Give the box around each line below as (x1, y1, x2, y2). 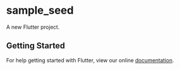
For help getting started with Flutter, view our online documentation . (6, 56, 174, 63)
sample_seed (6, 4, 74, 17)
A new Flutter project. (6, 23, 60, 31)
